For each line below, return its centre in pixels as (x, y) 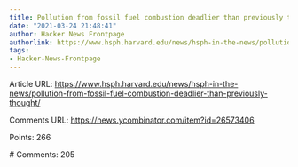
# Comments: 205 (42, 155)
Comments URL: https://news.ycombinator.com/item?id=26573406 (132, 120)
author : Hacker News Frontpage (67, 34)
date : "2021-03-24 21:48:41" (63, 26)
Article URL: (31, 84)
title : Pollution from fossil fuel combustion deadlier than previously (146, 17)
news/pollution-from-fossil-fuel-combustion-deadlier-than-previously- (138, 93)
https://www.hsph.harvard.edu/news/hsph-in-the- (146, 84)
